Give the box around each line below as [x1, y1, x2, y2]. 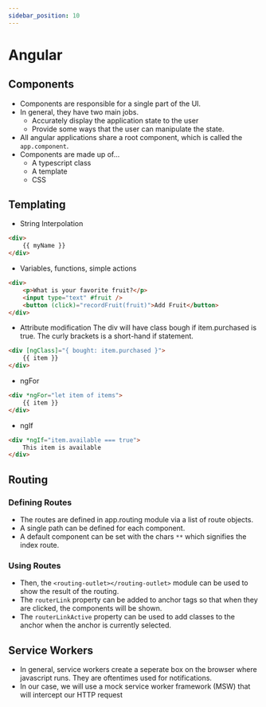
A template [31, 166, 68, 176]
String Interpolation [19, 219, 84, 229]
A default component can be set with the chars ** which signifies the [19, 532, 247, 541]
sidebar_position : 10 [8, 11, 80, 20]
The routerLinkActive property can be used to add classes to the [19, 612, 235, 622]
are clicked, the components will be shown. [19, 603, 162, 613]
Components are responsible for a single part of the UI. [19, 99, 201, 108]
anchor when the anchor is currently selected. [19, 620, 171, 630]
